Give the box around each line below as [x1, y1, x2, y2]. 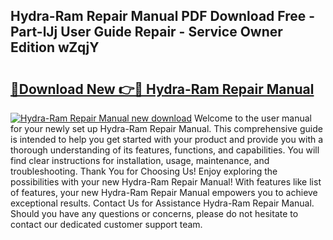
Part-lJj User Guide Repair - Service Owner [10, 24, 283, 41]
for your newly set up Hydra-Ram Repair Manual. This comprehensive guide [10, 123, 323, 134]
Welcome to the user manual [193, 112, 313, 124]
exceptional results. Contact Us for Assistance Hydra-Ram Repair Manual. [10, 197, 315, 209]
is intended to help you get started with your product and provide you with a [10, 134, 324, 145]
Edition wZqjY [10, 39, 100, 56]
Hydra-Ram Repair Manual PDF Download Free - [10, 8, 316, 25]
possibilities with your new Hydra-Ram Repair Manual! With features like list [10, 176, 322, 188]
